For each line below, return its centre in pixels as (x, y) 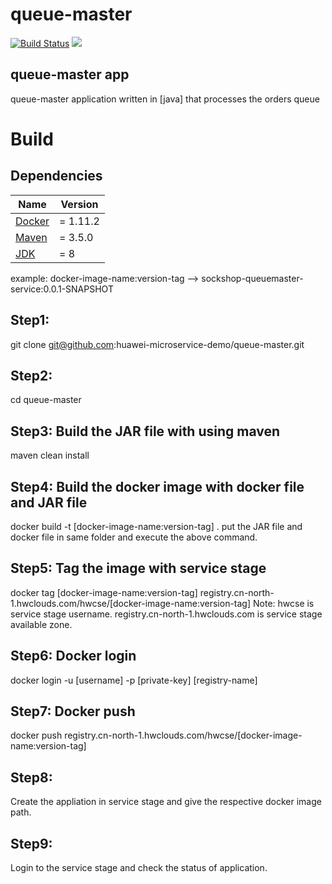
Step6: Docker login (73, 656)
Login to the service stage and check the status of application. (139, 868)
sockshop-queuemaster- (252, 278)
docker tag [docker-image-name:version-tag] (104, 592)
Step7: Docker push (73, 711)
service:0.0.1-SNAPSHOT (62, 289)
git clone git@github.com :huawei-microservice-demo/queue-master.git (157, 344)
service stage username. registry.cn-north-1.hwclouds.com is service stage (166, 614)
